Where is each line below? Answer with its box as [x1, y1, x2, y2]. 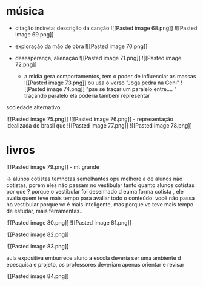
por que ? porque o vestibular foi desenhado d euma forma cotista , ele [6, 188, 184, 195]
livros [6, 143, 35, 157]
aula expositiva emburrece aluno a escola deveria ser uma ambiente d [6, 254, 181, 262]
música [6, 4, 44, 18]
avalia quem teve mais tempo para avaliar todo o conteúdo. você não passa [6, 194, 195, 202]
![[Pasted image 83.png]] [6, 242, 69, 250]
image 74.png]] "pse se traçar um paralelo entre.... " [47, 85, 177, 92]
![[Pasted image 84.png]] [6, 272, 69, 280]
